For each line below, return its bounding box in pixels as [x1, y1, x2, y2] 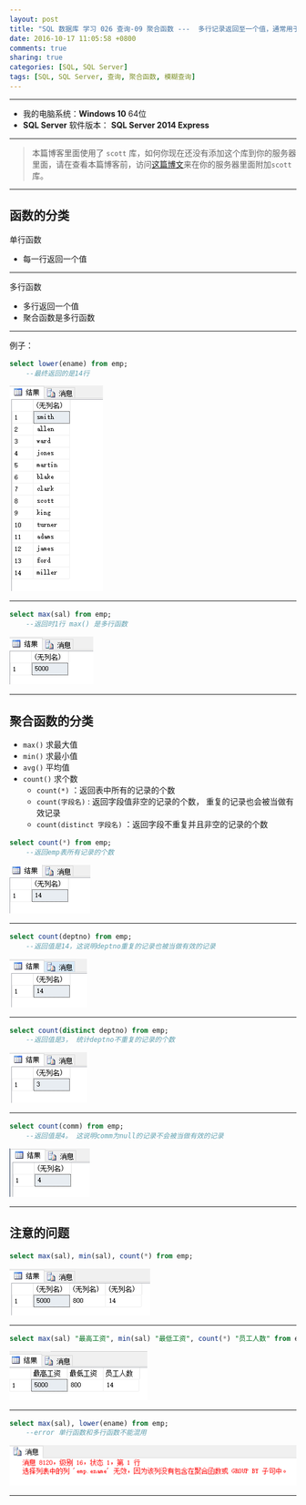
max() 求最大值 [22, 739, 78, 750]
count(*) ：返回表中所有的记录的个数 [36, 784, 176, 795]
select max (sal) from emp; [9, 610, 112, 619]
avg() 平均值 [22, 762, 70, 773]
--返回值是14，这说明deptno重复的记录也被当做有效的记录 [25, 941, 216, 951]
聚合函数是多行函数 [22, 312, 96, 322]
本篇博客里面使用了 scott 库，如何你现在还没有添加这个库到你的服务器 [31, 147, 297, 159]
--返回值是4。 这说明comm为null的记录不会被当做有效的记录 [25, 1131, 225, 1141]
